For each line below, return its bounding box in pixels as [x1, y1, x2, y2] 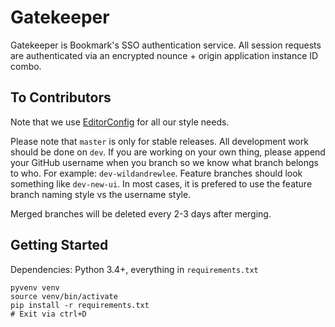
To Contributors [10, 89, 112, 106]
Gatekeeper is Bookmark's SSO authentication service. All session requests [10, 39, 322, 51]
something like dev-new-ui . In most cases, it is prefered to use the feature [10, 177, 313, 190]
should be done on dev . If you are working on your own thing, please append [10, 146, 326, 158]
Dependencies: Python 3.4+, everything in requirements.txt [10, 263, 259, 275]
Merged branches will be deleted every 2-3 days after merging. [10, 207, 272, 220]
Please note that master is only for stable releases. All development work [10, 135, 309, 147]
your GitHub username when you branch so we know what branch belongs [10, 156, 319, 168]
